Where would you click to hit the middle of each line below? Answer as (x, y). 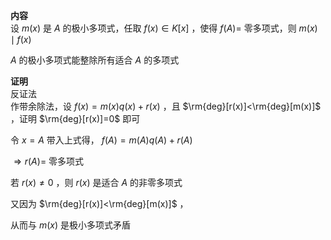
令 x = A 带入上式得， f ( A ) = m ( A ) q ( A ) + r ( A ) (101, 140)
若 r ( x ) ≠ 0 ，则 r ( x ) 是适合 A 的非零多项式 (96, 182)
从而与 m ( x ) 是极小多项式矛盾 (71, 225)
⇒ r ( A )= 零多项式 (49, 161)
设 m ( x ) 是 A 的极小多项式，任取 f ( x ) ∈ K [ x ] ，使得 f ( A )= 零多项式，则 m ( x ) (164, 28)
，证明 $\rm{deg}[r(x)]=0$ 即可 (75, 118)
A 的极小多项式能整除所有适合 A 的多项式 (95, 60)
